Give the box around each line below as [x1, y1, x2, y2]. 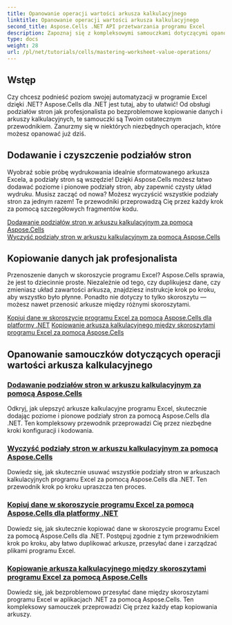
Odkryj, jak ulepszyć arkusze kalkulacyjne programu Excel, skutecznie [7, 404, 207, 412]
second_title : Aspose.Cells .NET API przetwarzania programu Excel [7, 23, 206, 30]
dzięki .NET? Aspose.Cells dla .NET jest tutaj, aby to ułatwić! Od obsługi [7, 100, 211, 108]
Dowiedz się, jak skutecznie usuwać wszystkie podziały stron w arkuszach [7, 468, 220, 476]
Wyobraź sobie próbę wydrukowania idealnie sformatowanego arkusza [7, 167, 210, 176]
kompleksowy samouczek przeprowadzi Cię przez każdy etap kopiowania [7, 602, 217, 610]
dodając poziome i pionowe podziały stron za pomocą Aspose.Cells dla [7, 412, 210, 420]
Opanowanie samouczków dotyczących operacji [7, 348, 221, 360]
